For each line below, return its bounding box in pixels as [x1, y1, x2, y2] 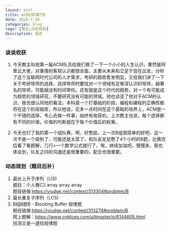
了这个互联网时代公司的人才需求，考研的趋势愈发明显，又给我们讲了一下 [12, 74, 164, 81]
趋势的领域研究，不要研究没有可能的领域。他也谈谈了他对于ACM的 [17, 93, 157, 99]
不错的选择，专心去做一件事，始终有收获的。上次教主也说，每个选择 [17, 113, 160, 119]
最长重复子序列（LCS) [12, 194, 59, 200]
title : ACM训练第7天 [5, 12, 46, 17]
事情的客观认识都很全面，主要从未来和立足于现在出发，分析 [39, 68, 164, 74]
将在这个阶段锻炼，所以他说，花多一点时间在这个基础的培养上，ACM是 [12, 106, 161, 112]
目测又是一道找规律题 [12, 220, 58, 226]
